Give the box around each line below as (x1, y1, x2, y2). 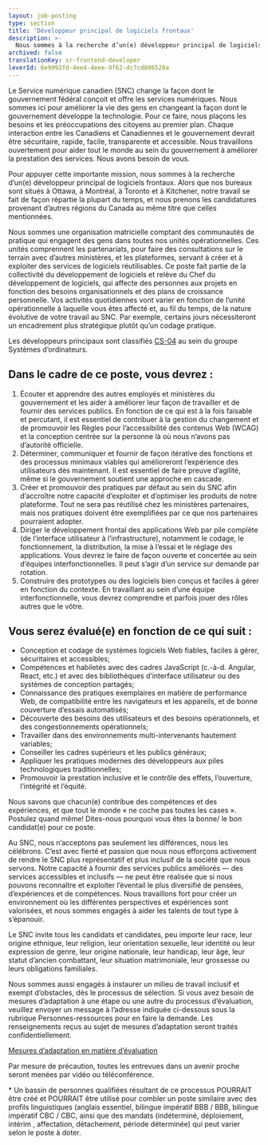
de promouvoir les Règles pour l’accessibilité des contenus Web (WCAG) (19, 423, 259, 433)
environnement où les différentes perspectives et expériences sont (8, 897, 229, 908)
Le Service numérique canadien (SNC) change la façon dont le (8, 86, 215, 95)
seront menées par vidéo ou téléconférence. (8, 1070, 155, 1079)
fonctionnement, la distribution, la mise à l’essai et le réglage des (19, 541, 233, 552)
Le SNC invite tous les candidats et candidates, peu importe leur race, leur (8, 930, 253, 940)
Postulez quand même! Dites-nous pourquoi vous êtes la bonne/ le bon (8, 814, 242, 824)
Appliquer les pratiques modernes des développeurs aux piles (19, 756, 225, 766)
